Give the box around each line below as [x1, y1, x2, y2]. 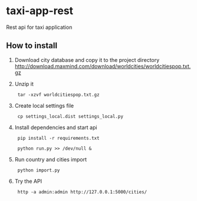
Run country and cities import [14, 156, 87, 163]
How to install [6, 41, 58, 51]
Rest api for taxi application [6, 24, 73, 31]
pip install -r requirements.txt [17, 135, 100, 141]
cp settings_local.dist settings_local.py [17, 113, 124, 119]
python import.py [17, 167, 60, 173]
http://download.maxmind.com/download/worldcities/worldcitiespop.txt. [14, 62, 191, 70]
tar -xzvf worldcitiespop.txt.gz [17, 91, 100, 98]
